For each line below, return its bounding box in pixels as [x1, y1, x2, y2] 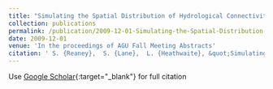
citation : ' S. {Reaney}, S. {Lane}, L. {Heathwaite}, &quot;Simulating [8, 49, 267, 57]
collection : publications [8, 19, 96, 28]
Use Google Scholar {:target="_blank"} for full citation [8, 72, 187, 81]
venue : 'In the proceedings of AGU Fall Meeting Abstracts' [8, 42, 217, 50]
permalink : [8, 27, 45, 35]
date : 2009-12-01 [8, 34, 67, 43]
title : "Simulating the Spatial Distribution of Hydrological [8, 11, 223, 20]
